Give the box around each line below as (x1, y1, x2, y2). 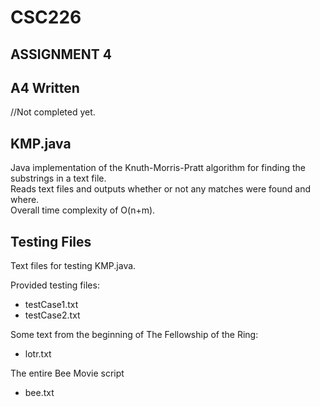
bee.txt (24, 387, 55, 399)
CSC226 (10, 6, 82, 29)
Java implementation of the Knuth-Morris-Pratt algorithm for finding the (10, 162, 306, 174)
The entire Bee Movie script (10, 367, 125, 380)
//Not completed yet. (10, 106, 96, 118)
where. (10, 194, 40, 206)
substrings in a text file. (10, 172, 107, 185)
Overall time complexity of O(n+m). (10, 204, 156, 216)
